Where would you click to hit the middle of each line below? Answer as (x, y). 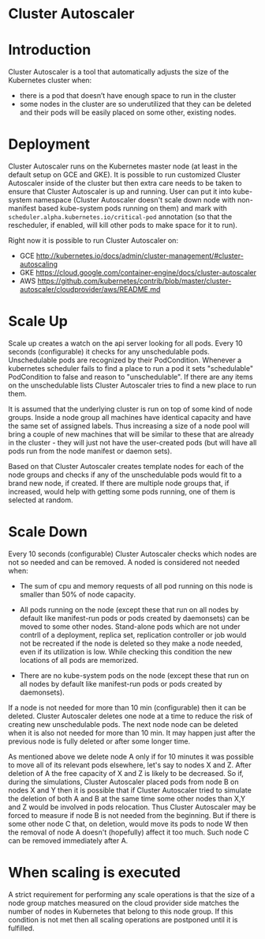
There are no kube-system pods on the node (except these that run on (134, 675)
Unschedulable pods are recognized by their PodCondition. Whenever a (125, 360)
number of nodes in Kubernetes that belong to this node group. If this (121, 911)
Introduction (50, 50)
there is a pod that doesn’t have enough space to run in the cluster (128, 96)
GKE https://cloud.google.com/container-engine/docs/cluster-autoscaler (138, 273)
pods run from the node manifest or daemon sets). (90, 451)
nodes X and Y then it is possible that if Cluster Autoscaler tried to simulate (130, 790)
